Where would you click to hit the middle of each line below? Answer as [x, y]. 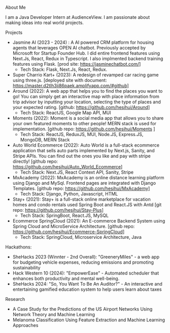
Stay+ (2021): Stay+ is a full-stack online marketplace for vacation [82, 199]
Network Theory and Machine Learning [54, 314]
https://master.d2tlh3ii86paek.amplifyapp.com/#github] [71, 86]
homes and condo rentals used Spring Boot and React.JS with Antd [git [87, 205]
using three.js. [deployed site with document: [60, 80]
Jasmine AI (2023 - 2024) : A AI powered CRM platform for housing [83, 42]
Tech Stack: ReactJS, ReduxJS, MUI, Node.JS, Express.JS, [82, 134]
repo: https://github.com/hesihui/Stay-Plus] [58, 210]
